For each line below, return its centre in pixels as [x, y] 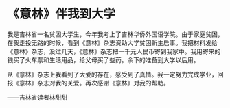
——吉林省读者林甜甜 [37, 97]
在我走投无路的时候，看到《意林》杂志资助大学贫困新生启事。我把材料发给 [112, 42]
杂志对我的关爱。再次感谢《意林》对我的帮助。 [103, 83]
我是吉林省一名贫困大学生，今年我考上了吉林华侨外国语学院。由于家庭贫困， [115, 34]
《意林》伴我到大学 [61, 14]
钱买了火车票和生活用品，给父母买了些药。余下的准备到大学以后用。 [103, 59]
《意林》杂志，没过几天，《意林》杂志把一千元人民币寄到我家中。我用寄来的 [114, 51]
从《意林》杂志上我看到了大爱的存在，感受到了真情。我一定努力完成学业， [112, 74]
